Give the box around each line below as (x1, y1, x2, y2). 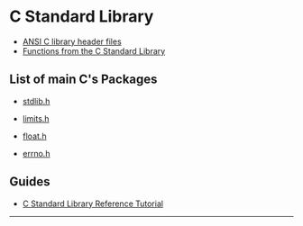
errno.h (22, 148, 50, 158)
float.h (22, 131, 47, 141)
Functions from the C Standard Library (22, 45, 166, 56)
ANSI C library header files (22, 36, 122, 47)
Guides (9, 174, 51, 190)
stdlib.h (22, 95, 50, 106)
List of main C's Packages (9, 72, 158, 87)
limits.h (22, 113, 50, 123)
